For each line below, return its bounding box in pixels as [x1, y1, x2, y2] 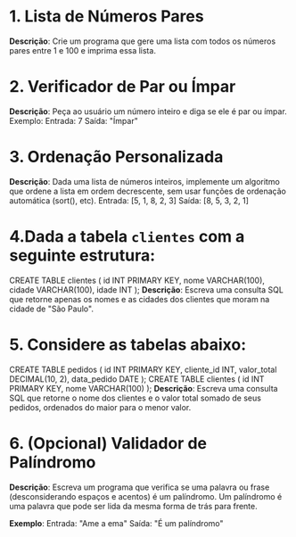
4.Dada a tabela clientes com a [9, 227, 245, 246]
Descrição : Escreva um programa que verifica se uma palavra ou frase [9, 482, 270, 492]
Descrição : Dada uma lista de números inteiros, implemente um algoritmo [9, 176, 281, 186]
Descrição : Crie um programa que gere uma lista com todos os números [9, 36, 276, 46]
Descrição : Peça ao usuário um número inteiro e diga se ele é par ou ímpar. [9, 105, 287, 117]
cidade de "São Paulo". [9, 303, 94, 314]
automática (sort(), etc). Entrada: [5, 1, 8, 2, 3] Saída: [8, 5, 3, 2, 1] [9, 194, 250, 206]
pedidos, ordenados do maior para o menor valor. [9, 401, 192, 412]
